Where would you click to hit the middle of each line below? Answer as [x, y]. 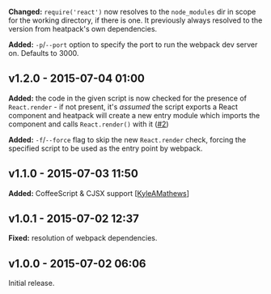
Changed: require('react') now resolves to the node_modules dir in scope [132, 12]
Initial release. [32, 283]
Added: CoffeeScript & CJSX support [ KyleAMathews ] [99, 193]
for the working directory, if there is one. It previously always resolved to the [135, 20]
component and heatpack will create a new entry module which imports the [134, 115]
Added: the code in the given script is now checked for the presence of [127, 98]
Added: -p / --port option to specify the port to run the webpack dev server [133, 45]
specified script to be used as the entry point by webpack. [106, 148]
